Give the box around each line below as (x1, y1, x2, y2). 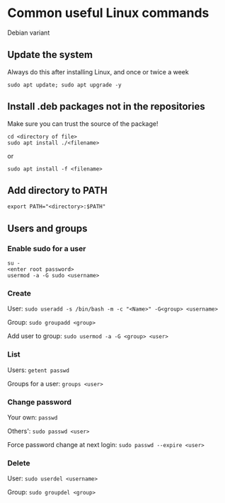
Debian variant (7, 28, 50, 37)
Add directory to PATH (7, 184, 108, 196)
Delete (7, 458, 30, 468)
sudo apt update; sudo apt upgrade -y (7, 81, 122, 88)
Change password (7, 397, 72, 407)
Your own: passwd (7, 412, 58, 422)
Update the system (7, 49, 93, 61)
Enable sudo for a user (7, 243, 86, 253)
